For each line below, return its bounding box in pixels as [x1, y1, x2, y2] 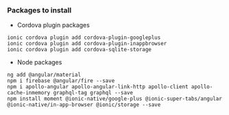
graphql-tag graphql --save [53, 90, 134, 97]
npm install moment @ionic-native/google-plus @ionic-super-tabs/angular [7, 95, 223, 103]
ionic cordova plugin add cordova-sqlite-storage [7, 47, 152, 53]
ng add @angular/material [7, 71, 81, 79]
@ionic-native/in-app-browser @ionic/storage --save [7, 101, 161, 108]
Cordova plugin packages [16, 21, 91, 29]
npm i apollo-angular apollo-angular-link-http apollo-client [7, 84, 189, 90]
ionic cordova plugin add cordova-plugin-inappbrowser [7, 40, 167, 47]
